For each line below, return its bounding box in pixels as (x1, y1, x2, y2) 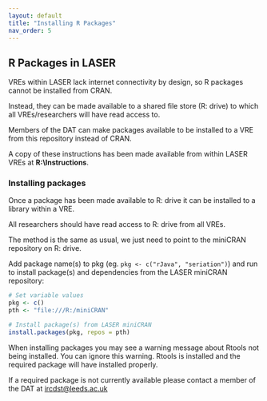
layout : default (8, 11, 62, 20)
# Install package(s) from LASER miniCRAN (8, 321, 152, 329)
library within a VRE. (8, 204, 75, 214)
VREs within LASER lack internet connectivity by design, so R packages (8, 77, 244, 87)
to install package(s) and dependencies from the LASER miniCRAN (8, 268, 228, 277)
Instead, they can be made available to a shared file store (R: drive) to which (8, 101, 259, 111)
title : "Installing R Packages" (8, 19, 116, 27)
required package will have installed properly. (8, 359, 158, 369)
